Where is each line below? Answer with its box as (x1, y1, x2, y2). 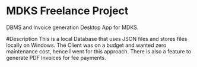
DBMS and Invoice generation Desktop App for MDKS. (6, 24, 139, 31)
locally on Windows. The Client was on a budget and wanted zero (6, 42, 167, 49)
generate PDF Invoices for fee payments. (6, 54, 107, 61)
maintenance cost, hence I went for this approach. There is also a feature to (6, 47, 192, 55)
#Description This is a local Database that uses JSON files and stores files (6, 35, 188, 42)
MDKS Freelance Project (6, 4, 129, 18)
